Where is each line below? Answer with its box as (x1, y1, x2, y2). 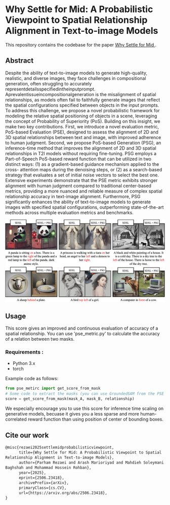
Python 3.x (12, 360, 35, 366)
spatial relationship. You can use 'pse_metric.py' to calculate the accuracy (5, 331, 160, 337)
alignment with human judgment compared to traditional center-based (5, 182, 152, 189)
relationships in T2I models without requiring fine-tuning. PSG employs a (5, 150, 157, 156)
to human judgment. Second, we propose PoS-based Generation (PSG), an (5, 140, 161, 146)
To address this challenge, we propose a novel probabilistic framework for (5, 107, 160, 113)
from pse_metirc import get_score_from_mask (5, 386, 101, 391)
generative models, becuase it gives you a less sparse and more (5, 411, 139, 417)
